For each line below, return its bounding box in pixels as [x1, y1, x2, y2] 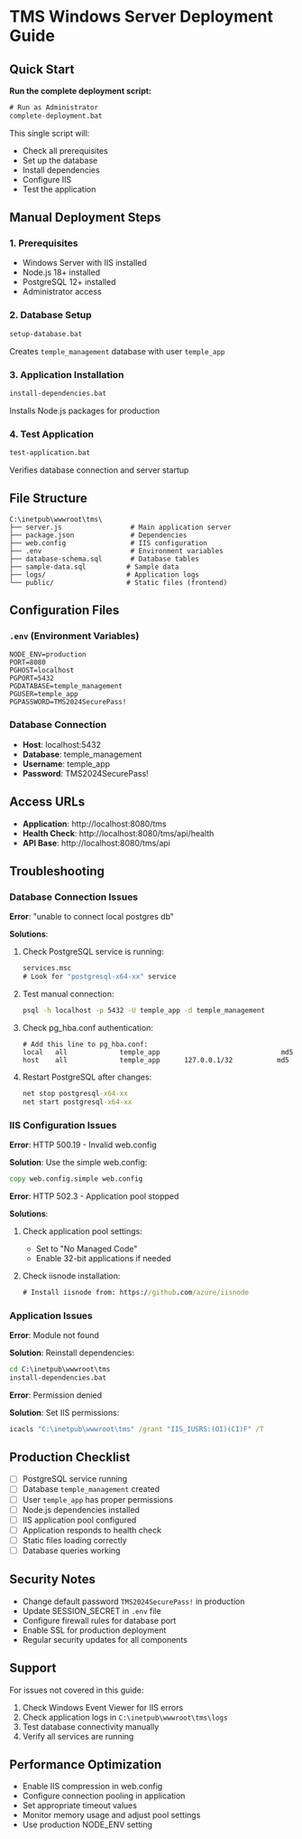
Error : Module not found [9, 1329, 99, 1340]
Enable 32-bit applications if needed [35, 1252, 171, 1263]
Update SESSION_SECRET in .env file [22, 1605, 161, 1616]
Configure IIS [22, 174, 72, 184]
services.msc [22, 964, 72, 973]
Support [9, 1661, 57, 1676]
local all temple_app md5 [22, 1047, 294, 1057]
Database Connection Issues [9, 891, 139, 903]
